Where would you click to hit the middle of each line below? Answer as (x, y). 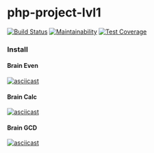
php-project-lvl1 (54, 13)
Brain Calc (22, 97)
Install (18, 49)
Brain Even (23, 66)
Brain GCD (22, 128)
